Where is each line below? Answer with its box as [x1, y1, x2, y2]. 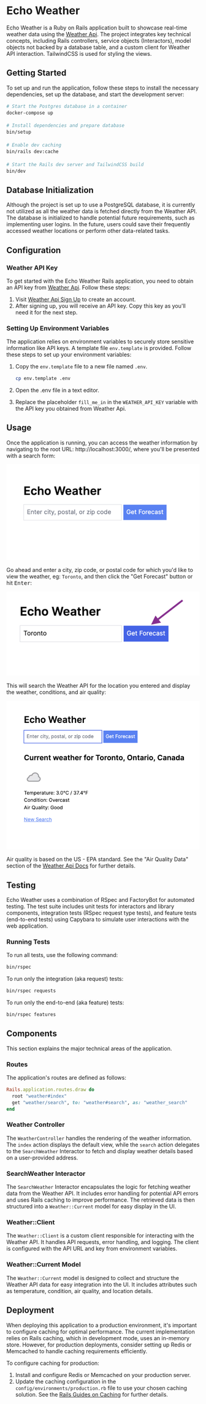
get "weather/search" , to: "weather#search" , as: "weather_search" [12, 1099, 188, 1105]
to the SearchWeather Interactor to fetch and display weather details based [6, 1147, 193, 1154]
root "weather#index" [12, 1093, 67, 1099]
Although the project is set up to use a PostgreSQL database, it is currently [6, 201, 195, 208]
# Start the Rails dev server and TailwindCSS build [6, 161, 144, 167]
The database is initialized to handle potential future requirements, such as [6, 214, 195, 221]
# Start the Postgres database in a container [6, 103, 128, 109]
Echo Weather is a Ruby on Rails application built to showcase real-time [6, 24, 188, 31]
